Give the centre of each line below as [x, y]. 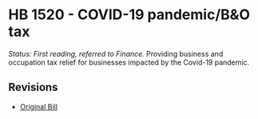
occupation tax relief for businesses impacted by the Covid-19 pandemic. [129, 62]
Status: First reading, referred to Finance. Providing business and [116, 54]
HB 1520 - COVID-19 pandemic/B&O [129, 15]
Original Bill [39, 106]
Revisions [33, 87]
